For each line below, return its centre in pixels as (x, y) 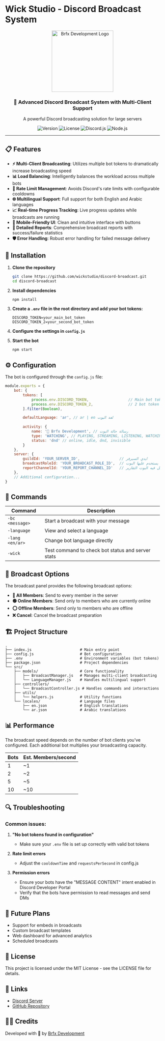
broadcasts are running (36, 217)
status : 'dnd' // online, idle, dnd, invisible (81, 440)
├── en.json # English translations (76, 706)
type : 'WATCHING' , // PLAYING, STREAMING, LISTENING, (87, 436)
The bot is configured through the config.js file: (54, 377)
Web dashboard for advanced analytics (52, 936)
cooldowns (23, 194)
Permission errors (31, 873)
